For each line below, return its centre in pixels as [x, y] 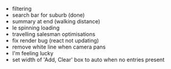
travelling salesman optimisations [54, 34]
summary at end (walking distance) [56, 21]
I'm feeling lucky [32, 53]
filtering [22, 9]
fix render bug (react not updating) [55, 40]
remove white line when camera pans [59, 47]
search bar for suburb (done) [48, 15]
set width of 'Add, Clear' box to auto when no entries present [88, 60]
